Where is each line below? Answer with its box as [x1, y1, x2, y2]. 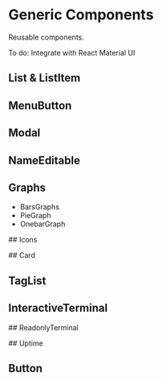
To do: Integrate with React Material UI [8, 48, 136, 57]
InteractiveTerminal [8, 301, 108, 315]
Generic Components [8, 6, 154, 24]
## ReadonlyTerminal [8, 322, 79, 332]
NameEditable [8, 153, 80, 167]
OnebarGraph [19, 219, 66, 229]
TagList [8, 274, 47, 288]
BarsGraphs [19, 202, 60, 212]
